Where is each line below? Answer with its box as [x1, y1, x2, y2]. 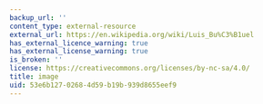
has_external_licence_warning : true [9, 38, 148, 48]
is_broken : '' [9, 55, 64, 64]
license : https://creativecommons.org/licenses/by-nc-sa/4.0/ [9, 64, 250, 73]
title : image [9, 72, 59, 81]
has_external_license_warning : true [9, 47, 148, 56]
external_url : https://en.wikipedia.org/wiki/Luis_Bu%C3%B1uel [9, 30, 255, 39]
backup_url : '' [9, 13, 67, 23]
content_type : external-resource [9, 22, 137, 31]
